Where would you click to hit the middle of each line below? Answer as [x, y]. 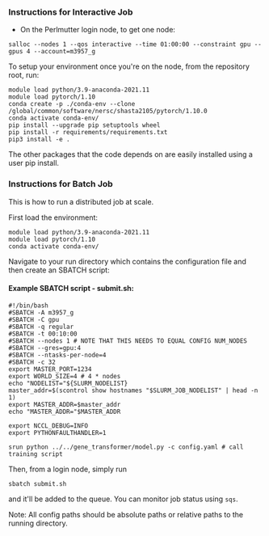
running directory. [38, 523]
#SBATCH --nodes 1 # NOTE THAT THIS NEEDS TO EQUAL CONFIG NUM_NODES [128, 341]
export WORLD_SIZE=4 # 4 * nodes [65, 376]
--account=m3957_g [64, 52]
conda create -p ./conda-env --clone [72, 104]
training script [36, 454]
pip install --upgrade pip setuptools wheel [84, 125]
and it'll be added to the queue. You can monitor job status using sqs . [123, 499]
